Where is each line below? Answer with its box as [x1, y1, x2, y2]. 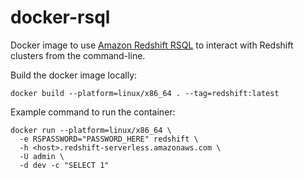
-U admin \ [19, 151, 65, 161]
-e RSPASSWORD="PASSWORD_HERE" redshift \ [19, 134, 199, 144]
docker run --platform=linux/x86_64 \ [10, 125, 172, 135]
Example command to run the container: [10, 106, 176, 118]
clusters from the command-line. [10, 49, 146, 61]
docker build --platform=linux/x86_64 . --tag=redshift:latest [10, 88, 280, 98]
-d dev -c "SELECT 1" [19, 160, 110, 170]
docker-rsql [10, 6, 111, 29]
